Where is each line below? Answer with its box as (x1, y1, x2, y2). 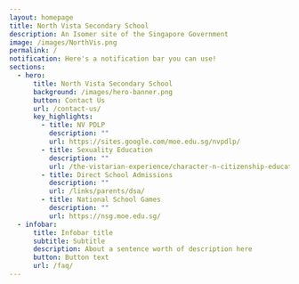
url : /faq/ (32, 262, 74, 271)
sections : (9, 63, 46, 72)
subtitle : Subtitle (32, 237, 105, 246)
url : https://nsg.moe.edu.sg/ (48, 211, 162, 221)
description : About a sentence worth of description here (32, 245, 253, 254)
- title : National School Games (41, 195, 162, 205)
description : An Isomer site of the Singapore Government (9, 29, 229, 38)
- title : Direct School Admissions (41, 170, 174, 179)
